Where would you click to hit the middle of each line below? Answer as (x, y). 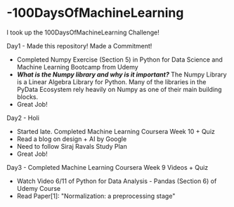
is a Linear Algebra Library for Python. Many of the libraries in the (111, 81)
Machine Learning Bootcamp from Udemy (77, 67)
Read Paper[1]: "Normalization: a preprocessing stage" (96, 196)
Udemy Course (39, 188)
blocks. (27, 97)
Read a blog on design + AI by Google (72, 139)
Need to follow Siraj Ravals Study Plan (72, 146)
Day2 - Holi (23, 118)
